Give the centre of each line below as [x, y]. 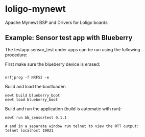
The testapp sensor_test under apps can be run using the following [73, 49]
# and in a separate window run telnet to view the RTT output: [72, 126]
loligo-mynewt [36, 9]
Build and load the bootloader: [36, 86]
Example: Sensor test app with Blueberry [69, 38]
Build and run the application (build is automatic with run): [63, 109]
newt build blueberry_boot [33, 95]
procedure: [16, 55]
